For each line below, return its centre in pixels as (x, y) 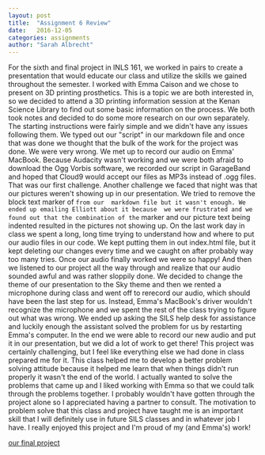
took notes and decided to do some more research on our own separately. (129, 118)
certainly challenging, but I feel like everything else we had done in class (127, 352)
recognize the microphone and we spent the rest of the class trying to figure (132, 310)
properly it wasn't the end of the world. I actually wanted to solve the (120, 377)
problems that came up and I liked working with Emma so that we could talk (131, 385)
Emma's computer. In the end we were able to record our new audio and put (132, 335)
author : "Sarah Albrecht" (51, 45)
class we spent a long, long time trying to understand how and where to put (131, 234)
